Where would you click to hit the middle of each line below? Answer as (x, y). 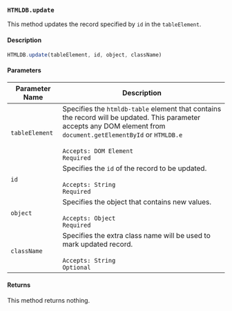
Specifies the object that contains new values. (137, 201)
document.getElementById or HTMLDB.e (122, 134)
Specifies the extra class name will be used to (136, 235)
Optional (76, 267)
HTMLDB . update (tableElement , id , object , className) (85, 54)
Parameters (24, 70)
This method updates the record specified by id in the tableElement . (104, 24)
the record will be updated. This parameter (131, 117)
